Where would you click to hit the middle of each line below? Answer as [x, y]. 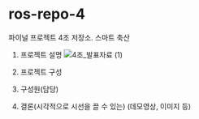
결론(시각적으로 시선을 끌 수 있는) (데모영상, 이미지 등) [106, 106]
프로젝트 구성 [41, 72]
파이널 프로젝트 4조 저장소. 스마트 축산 [69, 37]
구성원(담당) [39, 89]
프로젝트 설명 [41, 54]
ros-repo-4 [47, 14]
